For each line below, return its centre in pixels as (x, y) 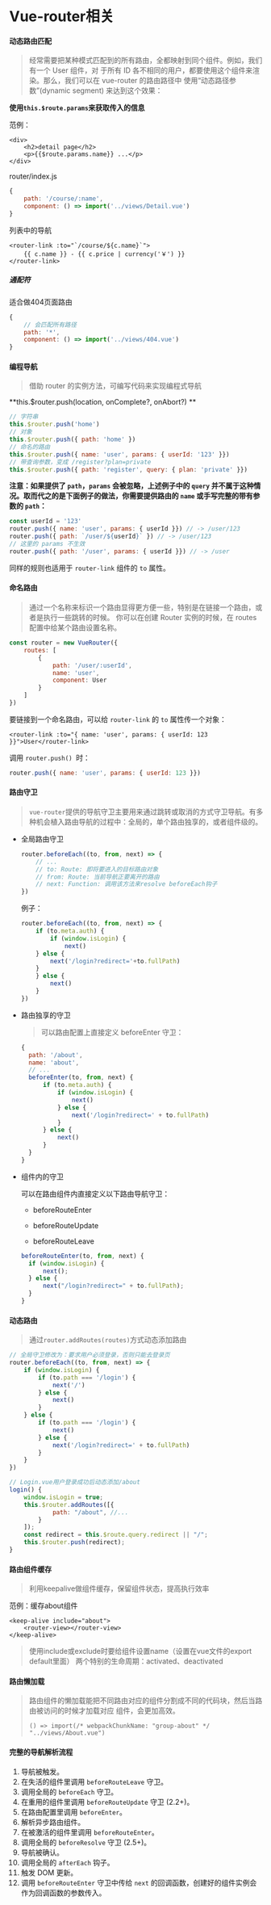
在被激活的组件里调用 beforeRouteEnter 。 (90, 1832)
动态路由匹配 (30, 40)
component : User (79, 680)
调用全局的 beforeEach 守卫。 (69, 1792)
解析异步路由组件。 (53, 1822)
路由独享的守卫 (46, 1015)
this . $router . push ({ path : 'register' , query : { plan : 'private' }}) (129, 469)
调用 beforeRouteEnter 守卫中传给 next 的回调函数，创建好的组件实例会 (139, 1882)
